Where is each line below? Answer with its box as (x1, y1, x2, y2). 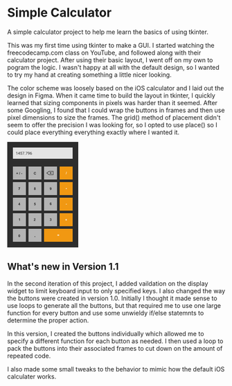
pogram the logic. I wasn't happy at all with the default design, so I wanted (7, 63, 220, 71)
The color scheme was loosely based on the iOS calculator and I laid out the (7, 84, 224, 92)
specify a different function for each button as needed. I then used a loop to (7, 337, 224, 345)
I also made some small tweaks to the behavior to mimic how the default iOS (7, 365, 225, 373)
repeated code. (7, 351, 51, 360)
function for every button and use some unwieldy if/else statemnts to (7, 309, 204, 317)
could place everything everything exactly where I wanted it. (7, 128, 180, 136)
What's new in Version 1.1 (7, 261, 119, 273)
